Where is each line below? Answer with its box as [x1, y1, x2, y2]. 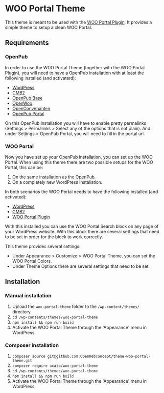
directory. [12, 309, 32, 314]
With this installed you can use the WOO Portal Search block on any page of [5, 223, 159, 229]
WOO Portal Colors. [12, 258, 52, 264]
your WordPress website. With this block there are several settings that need [5, 228, 160, 234]
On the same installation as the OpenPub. [12, 174, 96, 180]
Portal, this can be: [5, 164, 43, 170]
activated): [5, 194, 27, 199]
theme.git [12, 358, 33, 363]
